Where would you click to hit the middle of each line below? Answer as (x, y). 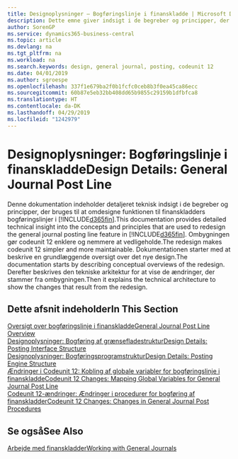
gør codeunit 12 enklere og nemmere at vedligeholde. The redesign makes (115, 242)
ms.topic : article (34, 40)
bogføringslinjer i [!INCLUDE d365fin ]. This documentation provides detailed (117, 219)
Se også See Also (45, 431)
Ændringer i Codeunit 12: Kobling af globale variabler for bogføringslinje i (114, 371)
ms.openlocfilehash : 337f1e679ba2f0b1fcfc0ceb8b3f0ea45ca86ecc (103, 86)
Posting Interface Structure (47, 348)
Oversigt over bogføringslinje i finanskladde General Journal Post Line (109, 326)
